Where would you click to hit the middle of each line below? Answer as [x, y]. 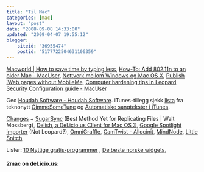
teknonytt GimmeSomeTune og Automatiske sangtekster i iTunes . [88, 107]
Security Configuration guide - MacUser [57, 88]
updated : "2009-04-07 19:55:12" [47, 35]
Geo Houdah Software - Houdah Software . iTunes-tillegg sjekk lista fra [95, 100]
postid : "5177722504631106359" [57, 52]
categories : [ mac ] [30, 18]
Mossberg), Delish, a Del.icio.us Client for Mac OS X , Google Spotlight [94, 125]
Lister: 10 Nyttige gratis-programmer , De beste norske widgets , [86, 149]
